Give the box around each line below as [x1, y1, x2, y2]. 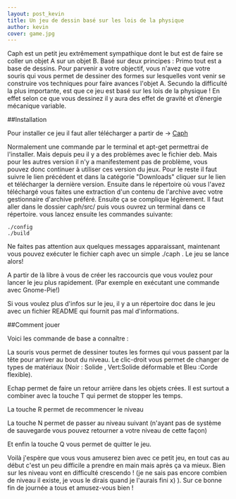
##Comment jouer [7, 321, 61, 329]
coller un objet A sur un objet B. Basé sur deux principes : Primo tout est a [7, 57, 222, 66]
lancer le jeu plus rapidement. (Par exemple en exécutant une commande [7, 278, 220, 287]
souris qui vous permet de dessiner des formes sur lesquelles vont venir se [7, 72, 225, 80]
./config [7, 223, 33, 231]
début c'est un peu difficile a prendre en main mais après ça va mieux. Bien [7, 461, 226, 469]
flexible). [7, 371, 33, 379]
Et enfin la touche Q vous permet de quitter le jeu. [7, 440, 151, 448]
